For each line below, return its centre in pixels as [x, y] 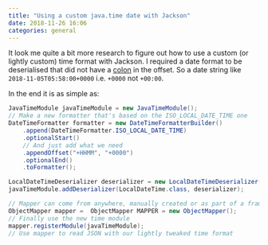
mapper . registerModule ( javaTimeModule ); [77, 226]
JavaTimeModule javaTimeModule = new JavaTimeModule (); [103, 108]
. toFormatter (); [50, 168]
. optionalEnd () [48, 160]
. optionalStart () [51, 138]
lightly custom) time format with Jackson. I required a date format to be [125, 61]
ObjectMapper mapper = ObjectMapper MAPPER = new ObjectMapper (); [123, 211]
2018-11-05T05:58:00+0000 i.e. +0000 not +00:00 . [86, 78]
